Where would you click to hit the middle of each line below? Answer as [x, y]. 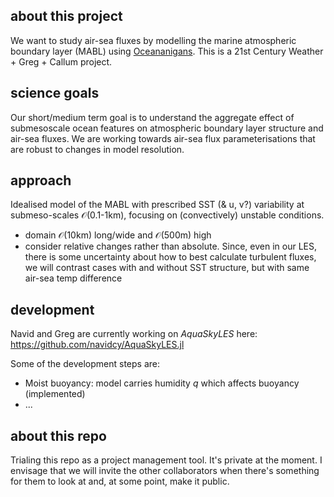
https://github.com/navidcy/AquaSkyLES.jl [97, 345]
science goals [55, 93]
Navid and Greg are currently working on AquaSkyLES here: [134, 334]
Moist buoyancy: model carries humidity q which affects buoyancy [162, 383]
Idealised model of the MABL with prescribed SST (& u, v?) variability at [157, 205]
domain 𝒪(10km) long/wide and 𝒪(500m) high [118, 235]
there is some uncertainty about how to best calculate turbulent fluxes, [170, 257]
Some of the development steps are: [85, 364]
